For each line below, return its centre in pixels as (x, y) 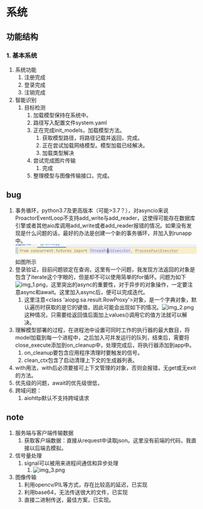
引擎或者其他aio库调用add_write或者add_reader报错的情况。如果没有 (101, 225)
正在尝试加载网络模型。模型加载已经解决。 (95, 145)
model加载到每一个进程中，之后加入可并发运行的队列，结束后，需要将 (102, 337)
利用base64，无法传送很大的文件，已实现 (76, 492)
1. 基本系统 (22, 55)
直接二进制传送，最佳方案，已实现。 (69, 499)
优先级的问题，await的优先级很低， (59, 383)
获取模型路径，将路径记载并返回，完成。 (92, 137)
